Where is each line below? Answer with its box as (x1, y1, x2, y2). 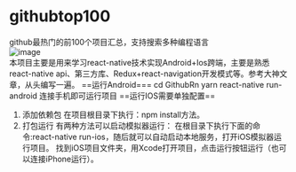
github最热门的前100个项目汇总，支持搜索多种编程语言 (9, 36, 210, 47)
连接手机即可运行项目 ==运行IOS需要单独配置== (39, 90, 216, 101)
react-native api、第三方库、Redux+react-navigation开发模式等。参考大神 (9, 68, 280, 79)
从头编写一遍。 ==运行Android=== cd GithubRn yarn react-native (24, 79, 265, 90)
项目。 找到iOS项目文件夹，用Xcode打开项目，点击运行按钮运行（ (29, 142, 272, 152)
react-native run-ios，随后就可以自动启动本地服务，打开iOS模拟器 (32, 131, 275, 142)
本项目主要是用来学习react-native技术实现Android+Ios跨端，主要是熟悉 (9, 57, 270, 67)
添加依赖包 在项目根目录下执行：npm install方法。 (21, 109, 205, 120)
